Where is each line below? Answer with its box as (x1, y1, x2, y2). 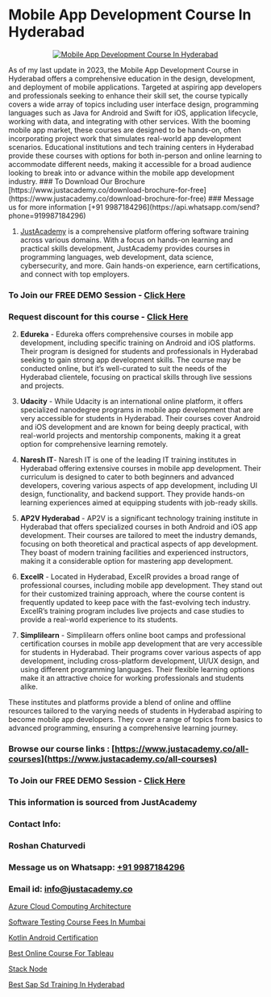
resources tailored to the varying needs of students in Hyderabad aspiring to (8, 706, 263, 715)
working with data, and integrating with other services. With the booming (8, 116, 251, 126)
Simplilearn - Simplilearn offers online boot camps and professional (19, 631, 246, 640)
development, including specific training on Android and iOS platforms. (19, 338, 256, 348)
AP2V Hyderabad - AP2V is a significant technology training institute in (19, 514, 258, 524)
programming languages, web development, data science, (19, 252, 214, 261)
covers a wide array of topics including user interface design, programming (8, 99, 260, 109)
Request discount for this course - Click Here (8, 311, 189, 322)
